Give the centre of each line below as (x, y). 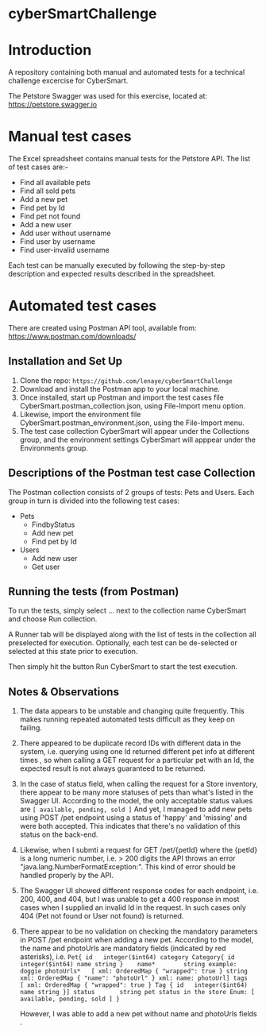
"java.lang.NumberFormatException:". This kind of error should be (127, 867)
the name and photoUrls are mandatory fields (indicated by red (123, 948)
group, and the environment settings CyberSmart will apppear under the (138, 439)
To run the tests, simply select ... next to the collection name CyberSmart (127, 611)
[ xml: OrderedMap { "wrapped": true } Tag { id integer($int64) (133, 985)
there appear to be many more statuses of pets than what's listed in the (137, 792)
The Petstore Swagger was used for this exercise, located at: (108, 96)
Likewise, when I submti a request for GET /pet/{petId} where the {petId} (139, 850)
